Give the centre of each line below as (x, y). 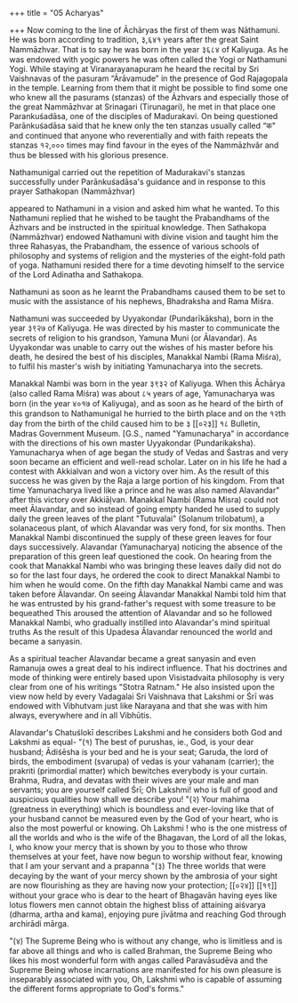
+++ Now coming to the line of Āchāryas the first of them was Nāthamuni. (145, 30)
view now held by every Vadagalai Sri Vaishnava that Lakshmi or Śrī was (141, 696)
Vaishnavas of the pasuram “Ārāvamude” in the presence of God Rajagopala (149, 78)
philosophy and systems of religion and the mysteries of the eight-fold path (147, 256)
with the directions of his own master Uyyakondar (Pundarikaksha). (133, 443)
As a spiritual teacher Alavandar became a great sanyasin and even (133, 658)
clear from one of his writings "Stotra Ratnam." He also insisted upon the (142, 687)
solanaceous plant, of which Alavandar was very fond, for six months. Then (148, 528)
